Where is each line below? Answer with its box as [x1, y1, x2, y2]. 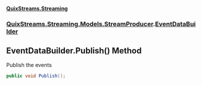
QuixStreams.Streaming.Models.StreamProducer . [6, 20, 156, 28]
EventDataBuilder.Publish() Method [6, 45, 142, 56]
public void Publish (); [6, 73, 66, 79]
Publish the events [6, 62, 52, 69]
